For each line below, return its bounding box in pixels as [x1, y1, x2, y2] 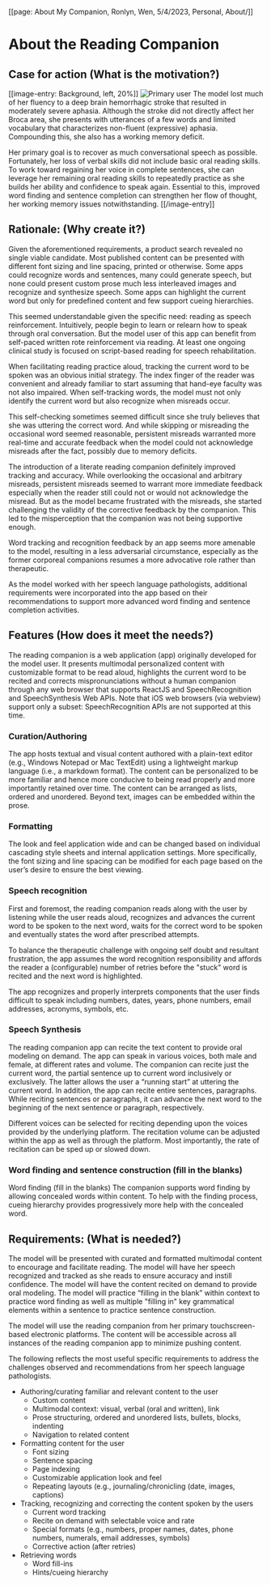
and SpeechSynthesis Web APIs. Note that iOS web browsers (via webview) [8, 692, 261, 703]
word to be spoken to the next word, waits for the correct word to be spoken [8, 921, 263, 931]
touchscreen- [210, 1320, 256, 1331]
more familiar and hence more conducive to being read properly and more [8, 774, 256, 784]
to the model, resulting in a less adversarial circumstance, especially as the [8, 546, 259, 556]
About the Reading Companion [8, 36, 220, 53]
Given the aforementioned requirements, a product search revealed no [8, 244, 243, 254]
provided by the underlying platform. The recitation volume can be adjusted [8, 1127, 260, 1136]
